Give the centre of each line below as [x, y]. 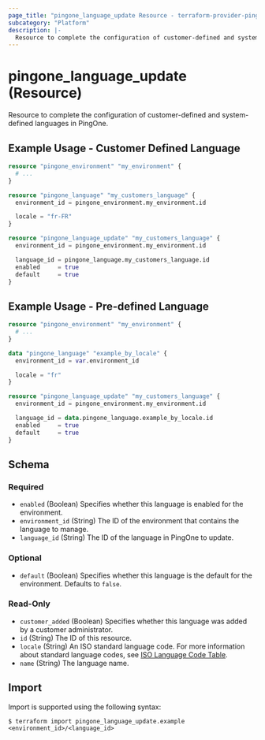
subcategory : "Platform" [49, 23]
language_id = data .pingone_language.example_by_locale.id [114, 418]
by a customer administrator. [66, 629]
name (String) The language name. [74, 663]
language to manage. [54, 530]
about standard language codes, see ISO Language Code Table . [123, 654]
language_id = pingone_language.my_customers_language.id [113, 260]
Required [26, 487]
